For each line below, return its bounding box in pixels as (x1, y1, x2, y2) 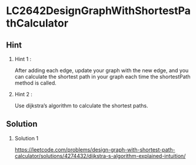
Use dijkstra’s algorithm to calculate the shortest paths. (14, 102, 148, 109)
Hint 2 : (14, 91, 32, 97)
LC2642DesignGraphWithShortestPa (6, 4, 191, 18)
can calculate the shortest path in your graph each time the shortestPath (14, 73, 191, 80)
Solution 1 (14, 134, 39, 142)
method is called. (14, 79, 57, 86)
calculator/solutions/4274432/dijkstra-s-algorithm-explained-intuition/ (14, 152, 186, 159)
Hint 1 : (14, 56, 32, 62)
